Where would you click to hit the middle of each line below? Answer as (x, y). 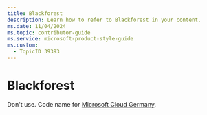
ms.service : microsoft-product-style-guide (70, 39)
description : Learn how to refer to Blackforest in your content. (104, 20)
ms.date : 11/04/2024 (37, 26)
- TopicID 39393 (36, 52)
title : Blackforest (35, 13)
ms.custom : (23, 45)
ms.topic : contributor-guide (49, 33)
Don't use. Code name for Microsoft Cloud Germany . (82, 104)
